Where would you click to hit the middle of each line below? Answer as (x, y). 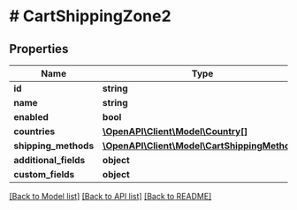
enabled (31, 117)
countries (34, 131)
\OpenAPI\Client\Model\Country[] (175, 131)
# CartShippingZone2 (90, 16)
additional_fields (49, 160)
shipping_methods (54, 146)
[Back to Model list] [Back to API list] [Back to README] (110, 196)
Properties (39, 49)
